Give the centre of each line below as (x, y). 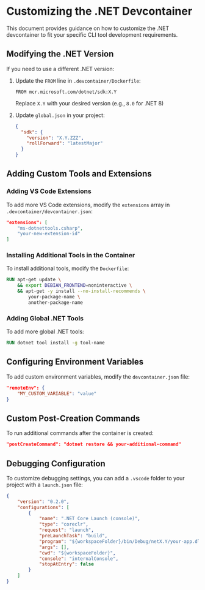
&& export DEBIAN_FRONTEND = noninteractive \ (75, 286)
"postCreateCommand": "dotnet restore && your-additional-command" (94, 444)
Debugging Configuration (56, 463)
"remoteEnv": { (26, 388)
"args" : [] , (54, 547)
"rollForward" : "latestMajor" (65, 143)
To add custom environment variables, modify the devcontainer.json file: (98, 376)
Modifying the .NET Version (60, 54)
